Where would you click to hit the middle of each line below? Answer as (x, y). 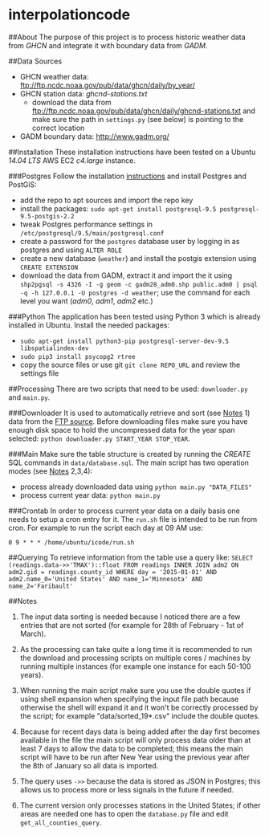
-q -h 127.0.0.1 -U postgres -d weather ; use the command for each (135, 292)
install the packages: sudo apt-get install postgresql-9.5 (118, 208)
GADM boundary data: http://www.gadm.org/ (95, 136)
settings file (39, 373)
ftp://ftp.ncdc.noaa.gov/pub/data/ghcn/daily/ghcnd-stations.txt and (143, 111)
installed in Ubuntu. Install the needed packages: (89, 325)
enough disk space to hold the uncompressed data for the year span (122, 430)
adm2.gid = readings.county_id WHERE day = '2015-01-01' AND (113, 572)
